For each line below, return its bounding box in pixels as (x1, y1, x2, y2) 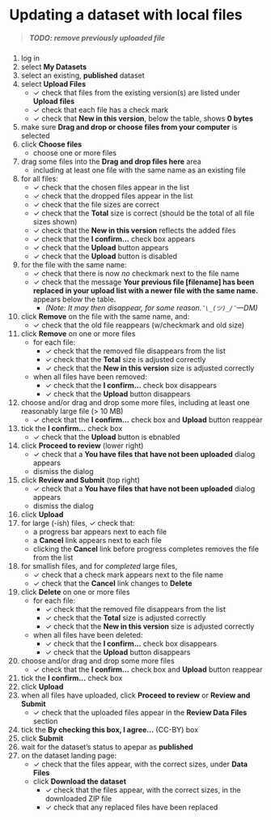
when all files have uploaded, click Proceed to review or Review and (20, 690, 251, 700)
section (32, 716, 58, 726)
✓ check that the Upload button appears (32, 243, 169, 253)
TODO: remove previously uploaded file (28, 32, 165, 42)
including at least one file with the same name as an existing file (32, 165, 246, 175)
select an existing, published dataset (20, 70, 145, 80)
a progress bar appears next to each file (32, 527, 167, 536)
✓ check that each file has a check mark (32, 105, 169, 115)
